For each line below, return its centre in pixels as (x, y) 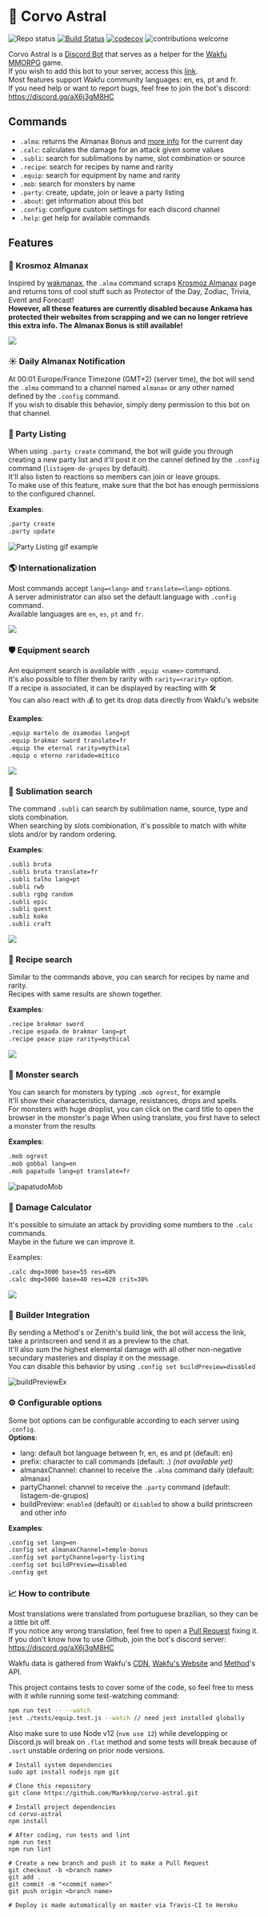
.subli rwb (26, 887)
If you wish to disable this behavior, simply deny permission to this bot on (129, 405)
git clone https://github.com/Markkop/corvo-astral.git (103, 1793)
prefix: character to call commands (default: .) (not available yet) (126, 1461)
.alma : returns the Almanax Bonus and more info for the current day (131, 141)
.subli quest (30, 909)
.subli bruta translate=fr (53, 872)
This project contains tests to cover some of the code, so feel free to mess (131, 1687)
